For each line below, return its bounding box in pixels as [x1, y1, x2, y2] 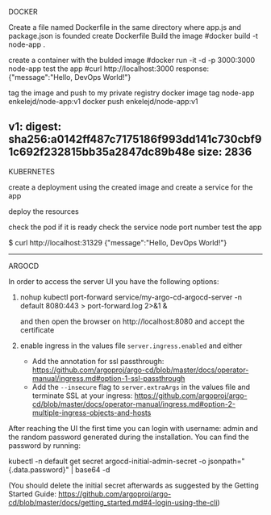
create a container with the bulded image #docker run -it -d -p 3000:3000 [8, 56, 256, 65]
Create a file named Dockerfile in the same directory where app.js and [8, 23, 242, 31]
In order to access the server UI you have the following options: [8, 276, 219, 286]
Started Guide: [8, 488, 56, 499]
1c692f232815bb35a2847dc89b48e [8, 145, 196, 159]
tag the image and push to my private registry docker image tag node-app [8, 88, 255, 98]
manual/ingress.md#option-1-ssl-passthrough [31, 373, 186, 383]
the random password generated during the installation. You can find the [8, 432, 250, 442]
